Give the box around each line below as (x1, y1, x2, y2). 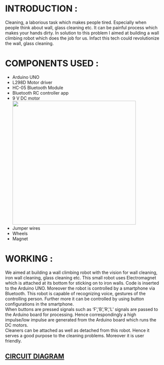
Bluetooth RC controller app (12, 90, 69, 96)
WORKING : (5, 253, 53, 264)
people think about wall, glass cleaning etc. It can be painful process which (5, 24, 158, 30)
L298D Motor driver (12, 79, 53, 85)
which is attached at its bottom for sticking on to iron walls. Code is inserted (5, 280, 159, 286)
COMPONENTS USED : (5, 58, 99, 69)
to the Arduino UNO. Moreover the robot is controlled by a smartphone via (5, 285, 155, 291)
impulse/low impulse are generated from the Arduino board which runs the (5, 316, 157, 322)
